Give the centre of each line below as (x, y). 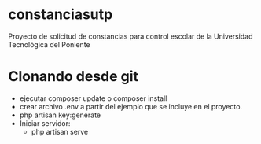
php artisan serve (60, 131)
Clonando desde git (74, 77)
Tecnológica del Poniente (49, 44)
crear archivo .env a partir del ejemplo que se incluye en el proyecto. (130, 106)
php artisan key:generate (60, 115)
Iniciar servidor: (45, 123)
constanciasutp (61, 15)
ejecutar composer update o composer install (93, 98)
